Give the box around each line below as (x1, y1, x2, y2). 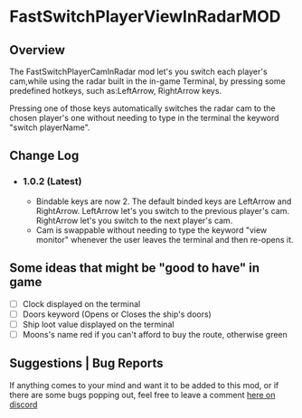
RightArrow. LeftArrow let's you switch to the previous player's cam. (35, 205, 289, 216)
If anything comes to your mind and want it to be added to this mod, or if (9, 379, 279, 390)
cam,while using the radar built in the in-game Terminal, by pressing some (9, 76, 287, 87)
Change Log (9, 148, 80, 163)
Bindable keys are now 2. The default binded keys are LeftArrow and (35, 196, 292, 207)
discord (9, 399, 38, 410)
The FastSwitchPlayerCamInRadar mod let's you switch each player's (9, 66, 269, 77)
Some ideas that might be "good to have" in (9, 260, 260, 276)
